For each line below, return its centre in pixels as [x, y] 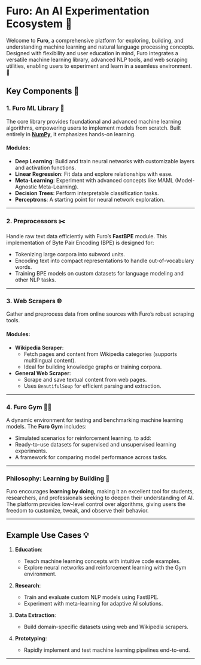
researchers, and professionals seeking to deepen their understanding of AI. [100, 498]
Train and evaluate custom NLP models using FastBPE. [91, 597]
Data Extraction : [35, 615]
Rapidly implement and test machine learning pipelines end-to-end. [107, 650]
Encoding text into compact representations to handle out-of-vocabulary [104, 261]
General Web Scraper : [43, 373]
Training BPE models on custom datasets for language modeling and [99, 274]
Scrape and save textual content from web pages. [85, 379]
